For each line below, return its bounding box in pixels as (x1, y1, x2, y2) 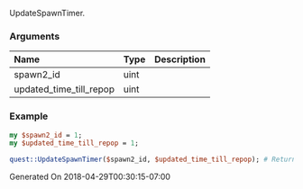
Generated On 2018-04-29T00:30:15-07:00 (9, 171, 171, 183)
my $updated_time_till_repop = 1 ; (9, 139, 140, 148)
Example (9, 110, 49, 122)
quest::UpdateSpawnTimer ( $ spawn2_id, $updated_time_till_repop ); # (9, 155, 269, 165)
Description (154, 53, 206, 66)
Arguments (9, 30, 60, 42)
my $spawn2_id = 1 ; (9, 130, 83, 139)
